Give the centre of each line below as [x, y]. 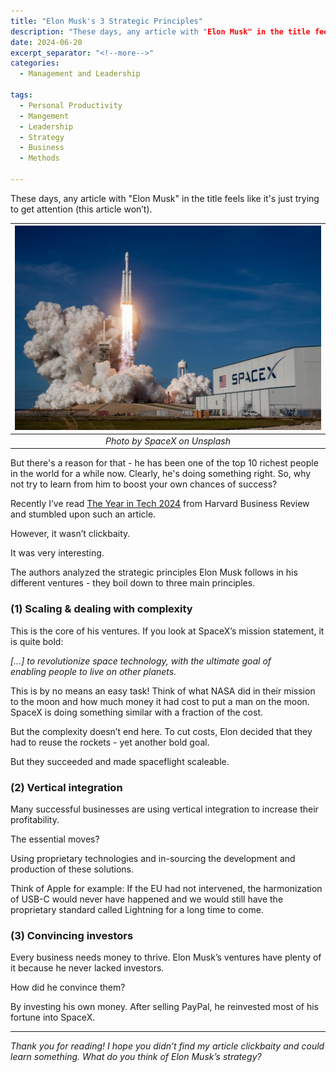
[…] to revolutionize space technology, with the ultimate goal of [141, 661]
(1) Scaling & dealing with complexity [101, 609]
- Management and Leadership [80, 74]
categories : [35, 63]
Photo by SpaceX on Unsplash [168, 441]
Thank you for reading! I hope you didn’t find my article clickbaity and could [167, 1046]
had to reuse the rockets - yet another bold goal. [110, 742]
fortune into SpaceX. [53, 1017]
